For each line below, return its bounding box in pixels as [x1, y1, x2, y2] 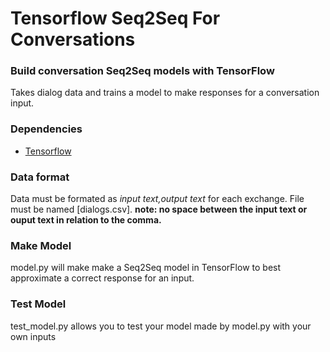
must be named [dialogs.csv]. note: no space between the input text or [10, 203, 308, 216]
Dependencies [10, 122, 83, 136]
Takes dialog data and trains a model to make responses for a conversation [10, 87, 320, 99]
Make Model [10, 239, 72, 252]
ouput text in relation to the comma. [10, 214, 162, 226]
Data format [10, 170, 70, 184]
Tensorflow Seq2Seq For [10, 7, 221, 30]
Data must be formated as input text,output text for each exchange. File [10, 193, 305, 205]
